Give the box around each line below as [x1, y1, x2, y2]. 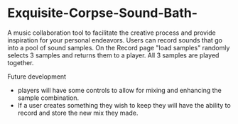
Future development [7, 72, 66, 81]
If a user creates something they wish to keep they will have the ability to [17, 101, 231, 109]
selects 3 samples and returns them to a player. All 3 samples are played [7, 51, 220, 60]
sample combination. [17, 94, 80, 102]
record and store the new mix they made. [17, 108, 139, 117]
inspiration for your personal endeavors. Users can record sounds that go [7, 35, 222, 44]
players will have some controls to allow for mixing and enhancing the [17, 86, 222, 94]
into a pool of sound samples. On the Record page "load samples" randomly [7, 43, 230, 52]
